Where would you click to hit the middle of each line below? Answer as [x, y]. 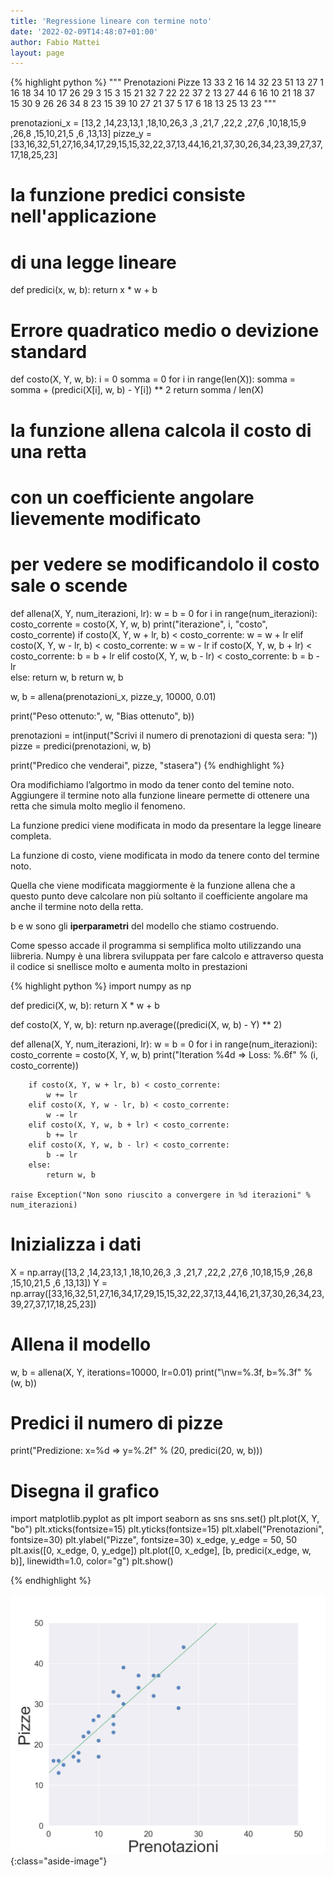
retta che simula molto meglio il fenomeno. [98, 806]
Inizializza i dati [76, 1244]
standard [49, 351]
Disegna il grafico [85, 1491]
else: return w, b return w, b [67, 677]
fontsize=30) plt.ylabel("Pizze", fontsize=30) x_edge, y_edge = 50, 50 [154, 1540]
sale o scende [69, 585]
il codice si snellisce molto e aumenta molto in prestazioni [129, 966]
